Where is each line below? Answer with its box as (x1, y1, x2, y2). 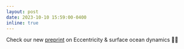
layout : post (6, 8, 39, 15)
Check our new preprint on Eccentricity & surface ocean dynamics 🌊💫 (6, 36, 179, 44)
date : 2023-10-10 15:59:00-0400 (6, 14, 87, 20)
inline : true (6, 20, 39, 26)
